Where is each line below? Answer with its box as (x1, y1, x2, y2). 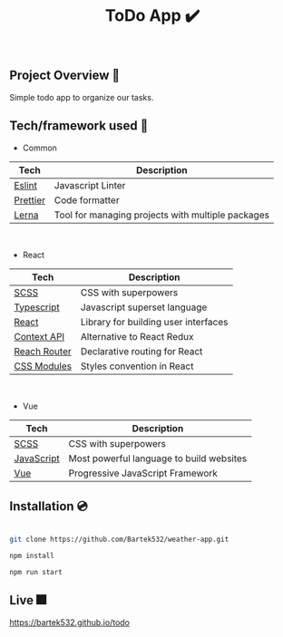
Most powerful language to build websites (68, 452, 248, 465)
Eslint (14, 179, 38, 191)
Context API (14, 330, 65, 343)
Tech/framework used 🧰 (9, 118, 149, 134)
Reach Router (14, 344, 72, 357)
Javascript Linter (54, 179, 126, 191)
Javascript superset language (80, 301, 208, 314)
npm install (9, 552, 54, 561)
